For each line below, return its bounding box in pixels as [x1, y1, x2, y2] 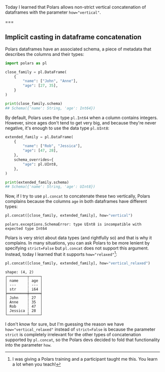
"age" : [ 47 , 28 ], [23, 148, 58, 153]
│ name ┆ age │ [5, 278, 43, 283]
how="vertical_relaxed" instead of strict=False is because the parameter [5, 326, 156, 332]
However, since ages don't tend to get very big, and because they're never [5, 120, 157, 125]
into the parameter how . [5, 342, 52, 347]
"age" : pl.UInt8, [23, 162, 58, 167]
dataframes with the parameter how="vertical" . [5, 9, 101, 15]
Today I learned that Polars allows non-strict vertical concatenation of [5, 4, 146, 10]
